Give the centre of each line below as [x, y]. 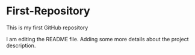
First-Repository [48, 11]
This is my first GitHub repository [47, 27]
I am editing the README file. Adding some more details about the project [97, 39]
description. [21, 45]
